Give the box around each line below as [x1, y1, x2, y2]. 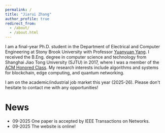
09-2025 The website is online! [12, 123, 76, 129]
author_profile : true [5, 16, 50, 21]
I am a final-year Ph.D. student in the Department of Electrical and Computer [5, 44, 160, 49]
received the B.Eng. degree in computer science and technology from [5, 54, 147, 60]
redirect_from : [5, 21, 36, 26]
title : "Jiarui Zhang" [5, 12, 52, 17]
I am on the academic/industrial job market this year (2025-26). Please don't [5, 79, 161, 85]
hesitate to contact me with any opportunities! [5, 85, 99, 90]
